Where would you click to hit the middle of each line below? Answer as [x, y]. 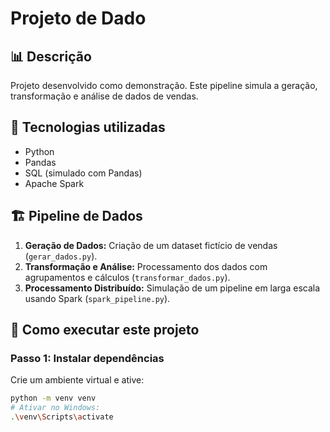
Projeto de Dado [78, 18]
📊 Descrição [51, 56]
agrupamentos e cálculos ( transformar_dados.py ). [127, 277]
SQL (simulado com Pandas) [83, 173]
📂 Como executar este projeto [105, 330]
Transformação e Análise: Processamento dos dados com [146, 266]
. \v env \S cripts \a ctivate [62, 417]
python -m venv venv [53, 398]
